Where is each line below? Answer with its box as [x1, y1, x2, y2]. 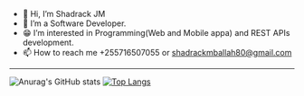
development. [22, 37, 74, 48]
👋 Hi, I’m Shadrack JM [22, 9, 106, 19]
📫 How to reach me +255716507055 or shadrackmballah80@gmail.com [22, 48, 292, 57]
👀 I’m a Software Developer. [22, 18, 127, 29]
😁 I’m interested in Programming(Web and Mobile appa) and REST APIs [22, 28, 290, 38]
